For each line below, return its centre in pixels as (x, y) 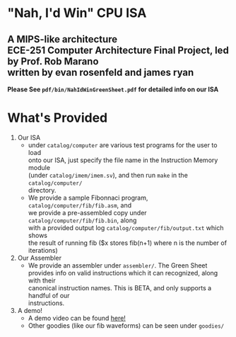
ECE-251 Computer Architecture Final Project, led (118, 50)
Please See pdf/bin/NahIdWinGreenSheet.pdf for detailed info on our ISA (113, 89)
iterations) (43, 250)
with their (42, 280)
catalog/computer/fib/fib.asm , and (80, 205)
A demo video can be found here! (77, 318)
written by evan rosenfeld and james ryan (101, 72)
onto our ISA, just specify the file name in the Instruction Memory (123, 160)
